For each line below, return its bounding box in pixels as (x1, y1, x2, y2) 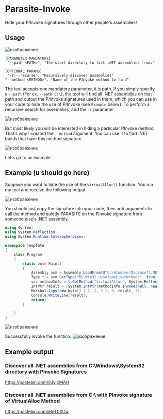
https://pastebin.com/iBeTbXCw (5, 409, 69, 415)
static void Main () (22, 261, 62, 266)
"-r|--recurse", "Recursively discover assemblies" (7, 73, 114, 78)
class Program (14, 252, 42, 257)
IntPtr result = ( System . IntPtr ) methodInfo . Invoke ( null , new (31, 284, 158, 289)
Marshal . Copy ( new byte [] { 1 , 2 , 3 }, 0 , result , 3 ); (31, 288, 142, 293)
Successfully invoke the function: (5, 333, 72, 339)
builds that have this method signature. (5, 135, 83, 142)
